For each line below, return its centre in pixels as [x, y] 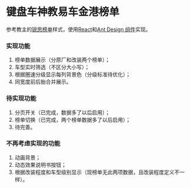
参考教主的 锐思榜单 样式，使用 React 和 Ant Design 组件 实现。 [78, 29]
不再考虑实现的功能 [33, 143]
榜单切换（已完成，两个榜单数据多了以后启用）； [73, 119]
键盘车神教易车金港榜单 [63, 12]
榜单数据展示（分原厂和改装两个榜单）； [62, 60]
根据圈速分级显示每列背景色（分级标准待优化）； [73, 74]
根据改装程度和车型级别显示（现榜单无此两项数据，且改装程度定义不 [97, 172]
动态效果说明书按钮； [40, 165]
